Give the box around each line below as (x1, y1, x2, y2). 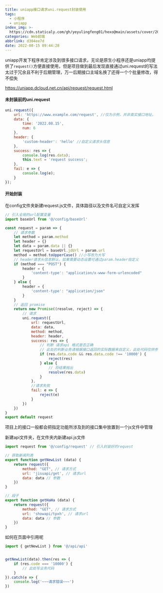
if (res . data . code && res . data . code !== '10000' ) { (39, 352, 147, 357)
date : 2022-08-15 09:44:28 (5, 43, 60, 48)
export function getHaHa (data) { (5, 498, 75, 503)
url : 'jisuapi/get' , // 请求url (22, 471, 86, 476)
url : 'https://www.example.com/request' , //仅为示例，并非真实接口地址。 (14, 112, 156, 117)
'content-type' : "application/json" (31, 288, 105, 293)
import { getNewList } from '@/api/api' (5, 544, 88, 549)
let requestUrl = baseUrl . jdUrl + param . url (14, 248, 105, 253)
